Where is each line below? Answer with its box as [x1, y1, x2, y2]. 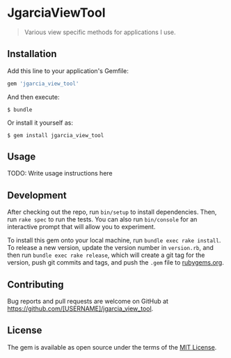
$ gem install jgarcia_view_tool [7, 132, 104, 139]
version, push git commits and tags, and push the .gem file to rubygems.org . [7, 258, 225, 267]
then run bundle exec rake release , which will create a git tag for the [7, 251, 205, 259]
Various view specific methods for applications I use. [24, 28, 176, 36]
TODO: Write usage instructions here [7, 169, 113, 178]
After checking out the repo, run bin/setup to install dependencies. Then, [7, 208, 217, 217]
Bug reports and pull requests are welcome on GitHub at [7, 297, 169, 306]
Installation [7, 48, 57, 60]
